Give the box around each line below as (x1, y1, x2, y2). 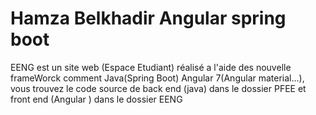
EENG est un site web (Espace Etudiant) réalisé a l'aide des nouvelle (10, 61, 292, 73)
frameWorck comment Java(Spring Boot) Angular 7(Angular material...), (10, 72, 305, 84)
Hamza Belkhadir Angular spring (10, 7, 287, 30)
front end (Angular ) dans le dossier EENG (10, 93, 183, 105)
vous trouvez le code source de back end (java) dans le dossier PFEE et (10, 82, 307, 94)
